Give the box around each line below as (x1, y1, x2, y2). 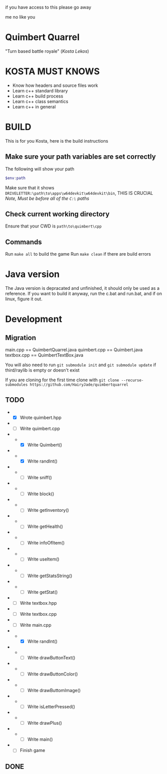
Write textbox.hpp (19, 600, 57, 606)
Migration (5, 334, 36, 342)
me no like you (5, 14, 35, 20)
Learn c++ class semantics (12, 98, 68, 104)
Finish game (19, 747, 45, 753)
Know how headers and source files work (12, 82, 98, 88)
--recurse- (121, 378, 144, 383)
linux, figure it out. (5, 296, 42, 302)
